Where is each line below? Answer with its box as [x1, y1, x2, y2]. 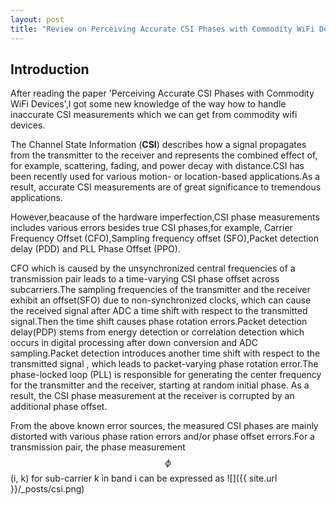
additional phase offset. [10, 401, 108, 413]
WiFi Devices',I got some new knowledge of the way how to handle [10, 98, 287, 110]
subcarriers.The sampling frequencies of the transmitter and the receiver [10, 284, 311, 296]
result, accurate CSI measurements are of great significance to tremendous [10, 181, 322, 193]
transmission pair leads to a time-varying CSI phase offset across [10, 273, 280, 285]
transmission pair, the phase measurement [10, 441, 186, 453]
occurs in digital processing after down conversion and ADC [10, 337, 259, 349]
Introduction [10, 61, 90, 78]
